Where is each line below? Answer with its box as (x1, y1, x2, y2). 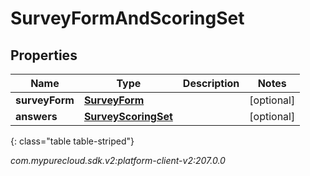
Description (182, 77, 240, 90)
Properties (10, 47, 78, 64)
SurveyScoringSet (83, 110, 173, 123)
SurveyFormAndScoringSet (10, 7, 245, 30)
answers (15, 110, 58, 123)
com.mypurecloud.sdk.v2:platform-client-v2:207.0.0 (10, 155, 226, 166)
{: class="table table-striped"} (10, 135, 135, 147)
